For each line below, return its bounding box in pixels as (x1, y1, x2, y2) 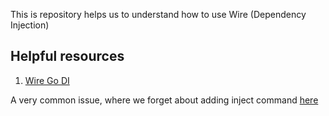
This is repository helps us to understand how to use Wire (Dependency (10, 9, 307, 20)
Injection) (10, 19, 50, 31)
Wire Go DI (24, 74, 70, 86)
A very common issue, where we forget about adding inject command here (10, 94, 319, 106)
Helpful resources (10, 48, 125, 65)
